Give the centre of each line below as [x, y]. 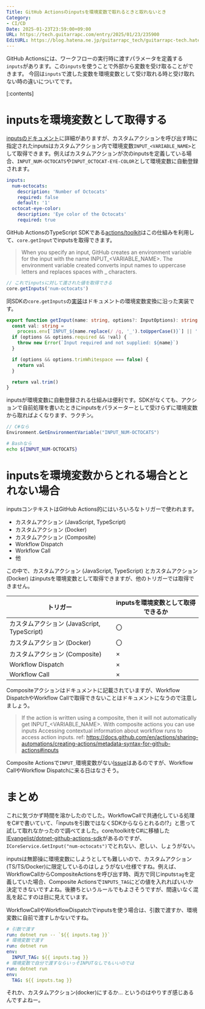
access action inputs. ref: [53, 737]
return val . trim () [35, 382]
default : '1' [34, 203]
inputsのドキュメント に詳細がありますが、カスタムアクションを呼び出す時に [102, 138]
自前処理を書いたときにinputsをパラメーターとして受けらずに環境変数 [110, 408]
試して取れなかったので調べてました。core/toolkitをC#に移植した [88, 830]
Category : [19, 18]
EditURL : [17, 40]
